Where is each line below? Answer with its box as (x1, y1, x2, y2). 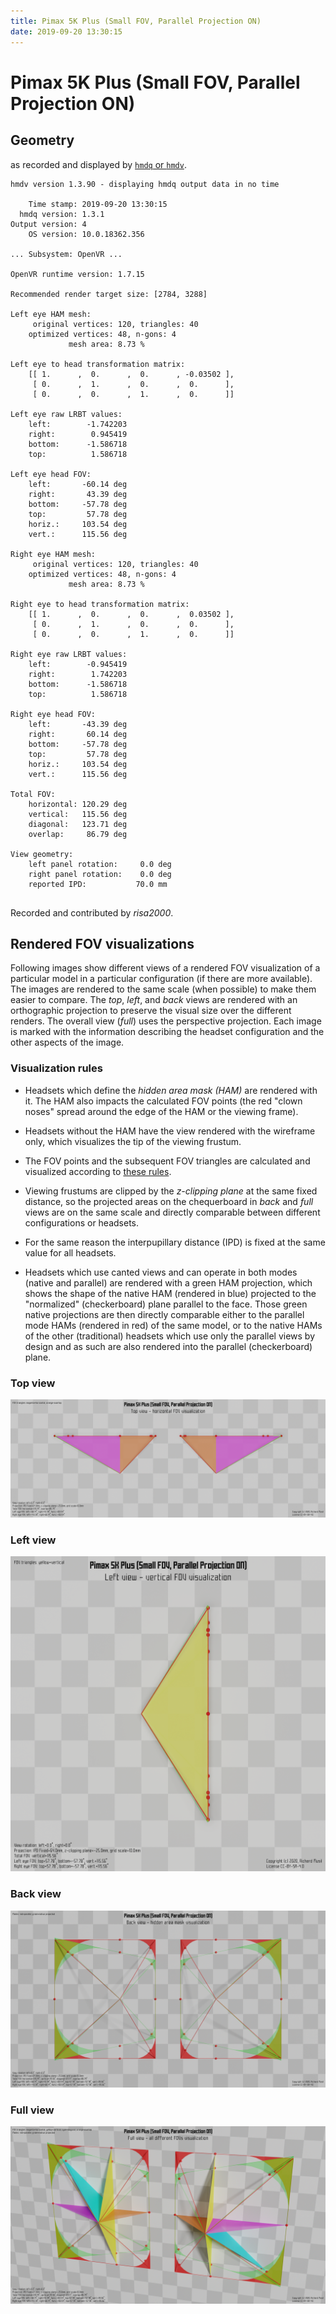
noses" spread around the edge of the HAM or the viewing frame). (24, 1105, 299, 1117)
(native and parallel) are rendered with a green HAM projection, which (24, 1276, 313, 1289)
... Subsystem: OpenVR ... (10, 249, 123, 259)
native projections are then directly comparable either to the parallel (24, 1308, 305, 1320)
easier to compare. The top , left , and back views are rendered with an (10, 994, 298, 1006)
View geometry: (10, 849, 74, 859)
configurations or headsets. (24, 1216, 140, 1229)
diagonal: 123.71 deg (28, 819, 128, 829)
